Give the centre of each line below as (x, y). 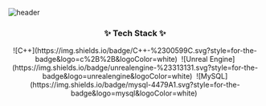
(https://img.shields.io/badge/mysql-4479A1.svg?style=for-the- (135, 85)
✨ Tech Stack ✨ (135, 33)
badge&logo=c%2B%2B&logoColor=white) (106, 59)
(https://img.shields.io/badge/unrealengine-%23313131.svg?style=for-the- (135, 67)
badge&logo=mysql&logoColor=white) (134, 93)
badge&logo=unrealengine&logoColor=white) (117, 76)
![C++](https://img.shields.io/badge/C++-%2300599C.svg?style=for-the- (135, 51)
